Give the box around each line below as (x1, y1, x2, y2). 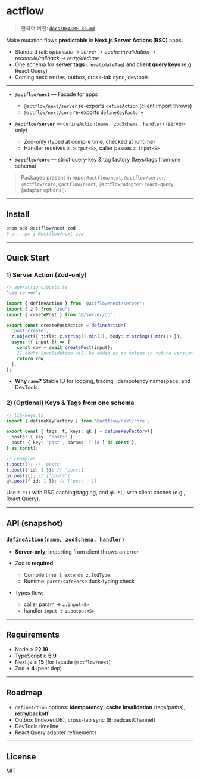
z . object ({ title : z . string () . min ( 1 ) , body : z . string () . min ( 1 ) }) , (11, 333, 183, 339)
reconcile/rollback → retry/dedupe (14, 54, 99, 61)
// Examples (6, 456, 36, 462)
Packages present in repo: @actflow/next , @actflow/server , (20, 174, 166, 181)
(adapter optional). (20, 186, 67, 193)
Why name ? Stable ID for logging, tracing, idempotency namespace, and (14, 378, 190, 385)
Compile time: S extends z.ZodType (23, 571, 110, 579)
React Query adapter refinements (14, 729, 97, 736)
